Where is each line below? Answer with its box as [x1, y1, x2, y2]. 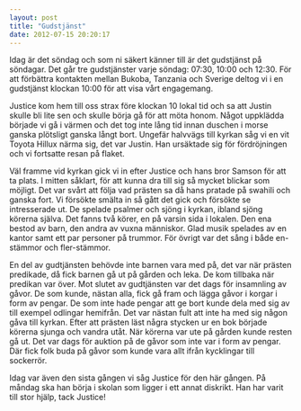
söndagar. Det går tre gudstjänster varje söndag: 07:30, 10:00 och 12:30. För [9, 64, 292, 75]
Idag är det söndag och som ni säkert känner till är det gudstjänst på [9, 55, 262, 66]
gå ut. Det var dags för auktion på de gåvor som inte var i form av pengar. [9, 336, 281, 347]
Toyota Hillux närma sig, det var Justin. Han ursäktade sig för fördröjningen [9, 138, 288, 149]
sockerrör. [9, 355, 48, 366]
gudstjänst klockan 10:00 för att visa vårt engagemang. [9, 83, 214, 94]
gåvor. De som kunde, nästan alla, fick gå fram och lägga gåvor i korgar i [9, 289, 278, 299]
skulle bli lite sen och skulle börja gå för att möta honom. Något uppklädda [9, 110, 285, 121]
